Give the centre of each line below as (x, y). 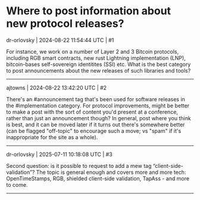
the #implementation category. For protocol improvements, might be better (98, 105)
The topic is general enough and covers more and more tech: (111, 172)
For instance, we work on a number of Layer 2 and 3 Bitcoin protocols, (93, 51)
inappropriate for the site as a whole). (52, 137)
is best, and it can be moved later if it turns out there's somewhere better (96, 124)
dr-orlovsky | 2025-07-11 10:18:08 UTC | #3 (60, 154)
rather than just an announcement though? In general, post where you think (99, 118)
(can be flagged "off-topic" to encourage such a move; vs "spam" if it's (94, 131)
